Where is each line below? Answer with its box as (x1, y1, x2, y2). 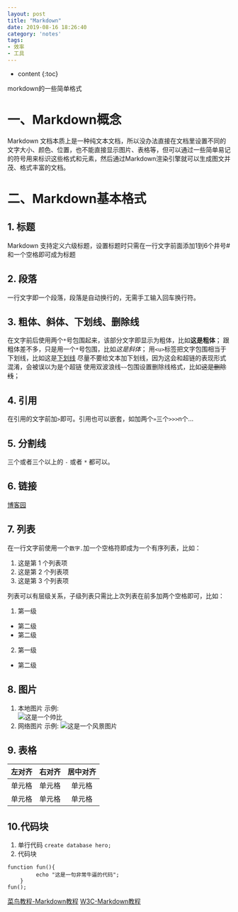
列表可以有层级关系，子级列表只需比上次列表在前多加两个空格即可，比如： (7, 591, 225, 600)
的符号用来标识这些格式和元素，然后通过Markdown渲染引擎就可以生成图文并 (7, 154, 231, 163)
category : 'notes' (7, 30, 62, 38)
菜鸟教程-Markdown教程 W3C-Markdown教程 (7, 897, 142, 906)
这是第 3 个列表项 (17, 576, 69, 585)
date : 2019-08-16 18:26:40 (7, 23, 87, 31)
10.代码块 (7, 820, 49, 832)
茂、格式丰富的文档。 (7, 163, 69, 171)
